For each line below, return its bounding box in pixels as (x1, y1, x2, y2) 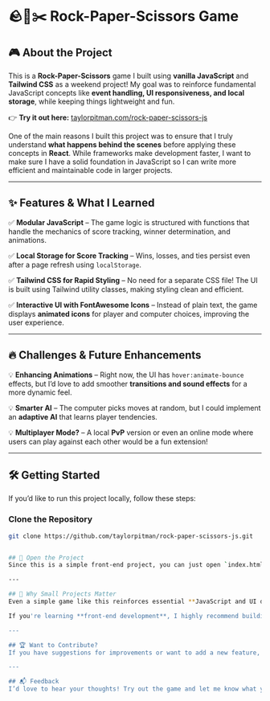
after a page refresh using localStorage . (8, 260, 142, 269)
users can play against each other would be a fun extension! (8, 437, 208, 446)
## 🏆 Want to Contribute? (8, 641, 98, 649)
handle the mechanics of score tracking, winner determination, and (8, 227, 231, 236)
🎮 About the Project (8, 46, 112, 59)
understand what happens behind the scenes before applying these (8, 140, 236, 150)
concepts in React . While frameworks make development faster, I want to (8, 149, 252, 158)
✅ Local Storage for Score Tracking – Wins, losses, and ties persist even (8, 251, 251, 260)
